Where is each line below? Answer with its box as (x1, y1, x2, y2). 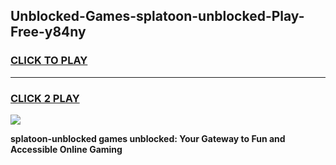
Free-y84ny (10, 24, 87, 41)
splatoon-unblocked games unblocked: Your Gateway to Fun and (10, 132, 286, 144)
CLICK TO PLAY (10, 54, 88, 68)
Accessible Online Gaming (10, 143, 123, 155)
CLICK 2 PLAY (10, 91, 80, 105)
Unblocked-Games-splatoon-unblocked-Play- (10, 8, 305, 25)
